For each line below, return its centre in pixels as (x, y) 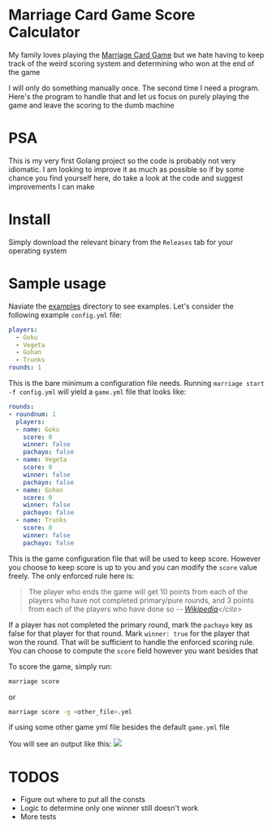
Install (30, 219)
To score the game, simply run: (60, 666)
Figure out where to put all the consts (83, 800)
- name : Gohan (39, 490)
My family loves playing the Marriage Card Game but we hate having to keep (136, 55)
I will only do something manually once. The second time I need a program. (134, 88)
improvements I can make (52, 186)
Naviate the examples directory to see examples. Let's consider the (121, 306)
